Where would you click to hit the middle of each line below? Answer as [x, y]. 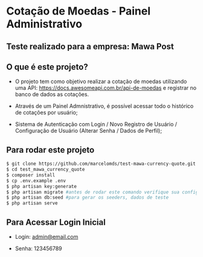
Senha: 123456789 [38, 249]
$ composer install [31, 175]
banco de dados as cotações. [52, 95]
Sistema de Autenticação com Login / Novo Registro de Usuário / [96, 124]
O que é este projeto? [47, 67]
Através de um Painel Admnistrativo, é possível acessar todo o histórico [104, 106]
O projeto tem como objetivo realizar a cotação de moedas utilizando [101, 82]
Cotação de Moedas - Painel [79, 11]
